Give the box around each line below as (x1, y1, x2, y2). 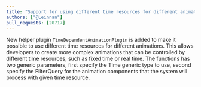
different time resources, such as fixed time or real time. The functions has (6, 55, 190, 63)
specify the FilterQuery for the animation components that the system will (6, 68, 187, 75)
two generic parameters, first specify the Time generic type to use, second (6, 61, 191, 69)
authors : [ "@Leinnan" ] (6, 14, 63, 20)
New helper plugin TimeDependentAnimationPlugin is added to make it (6, 36, 176, 44)
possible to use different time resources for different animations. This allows (6, 42, 194, 49)
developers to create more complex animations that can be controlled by (6, 49, 185, 56)
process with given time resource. (6, 74, 90, 81)
